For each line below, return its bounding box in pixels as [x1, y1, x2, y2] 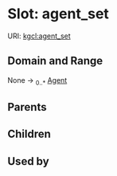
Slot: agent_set [7, 5, 109, 23]
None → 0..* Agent [7, 75, 68, 87]
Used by [7, 154, 49, 168]
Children [7, 127, 51, 141]
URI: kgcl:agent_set [7, 31, 71, 41]
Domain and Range [7, 54, 103, 68]
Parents [7, 100, 47, 114]
